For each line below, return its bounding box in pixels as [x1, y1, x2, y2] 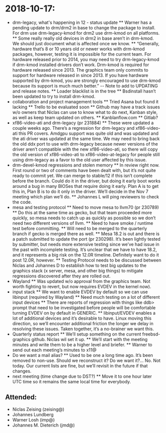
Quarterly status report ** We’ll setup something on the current [12, 331, 141, 337]
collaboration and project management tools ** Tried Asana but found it [12, 98, 159, 104]
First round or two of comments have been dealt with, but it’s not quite [12, 167, 156, 173]
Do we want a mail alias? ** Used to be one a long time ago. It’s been [12, 352, 154, 358]
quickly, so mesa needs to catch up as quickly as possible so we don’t [12, 215, 156, 221]
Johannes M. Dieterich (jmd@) [12, 422, 75, 428]
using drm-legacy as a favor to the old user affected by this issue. [12, 157, 147, 163]
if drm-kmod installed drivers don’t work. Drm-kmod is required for [12, 62, 150, 68]
